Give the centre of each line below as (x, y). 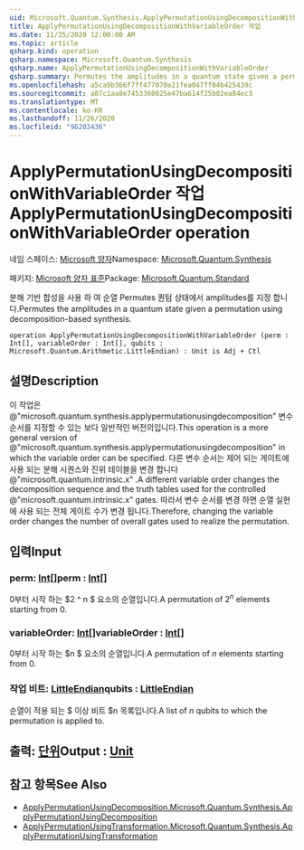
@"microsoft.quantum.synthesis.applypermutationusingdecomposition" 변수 (152, 416)
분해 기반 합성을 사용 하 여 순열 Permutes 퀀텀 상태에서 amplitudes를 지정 (140, 297)
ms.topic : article (44, 43)
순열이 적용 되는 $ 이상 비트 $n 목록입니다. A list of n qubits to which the (138, 710)
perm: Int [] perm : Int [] (58, 578)
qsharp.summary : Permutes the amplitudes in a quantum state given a (143, 77)
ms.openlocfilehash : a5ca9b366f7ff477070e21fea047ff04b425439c (131, 85)
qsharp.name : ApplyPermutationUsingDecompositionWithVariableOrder (139, 69)
